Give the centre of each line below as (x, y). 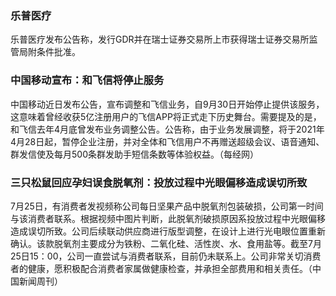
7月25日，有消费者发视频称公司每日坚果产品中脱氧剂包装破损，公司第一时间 (167, 206)
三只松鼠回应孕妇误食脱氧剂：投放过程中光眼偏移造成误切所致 (159, 182)
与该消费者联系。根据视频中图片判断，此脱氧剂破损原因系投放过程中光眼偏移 (168, 218)
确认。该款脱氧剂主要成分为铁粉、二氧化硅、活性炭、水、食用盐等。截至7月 (166, 243)
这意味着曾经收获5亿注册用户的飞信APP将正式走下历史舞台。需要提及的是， (166, 116)
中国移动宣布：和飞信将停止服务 (87, 80)
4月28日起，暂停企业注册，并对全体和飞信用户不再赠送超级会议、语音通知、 (167, 141)
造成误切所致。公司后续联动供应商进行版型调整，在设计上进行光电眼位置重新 (168, 231)
